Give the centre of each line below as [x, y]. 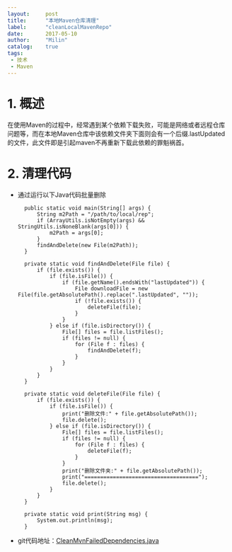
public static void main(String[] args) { [88, 208]
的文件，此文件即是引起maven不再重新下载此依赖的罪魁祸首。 [98, 142]
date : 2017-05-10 [42, 34]
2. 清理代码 [40, 173]
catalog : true [33, 47]
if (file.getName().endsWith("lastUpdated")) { [134, 282]
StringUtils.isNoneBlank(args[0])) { [73, 226]
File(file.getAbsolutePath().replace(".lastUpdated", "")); [108, 294]
